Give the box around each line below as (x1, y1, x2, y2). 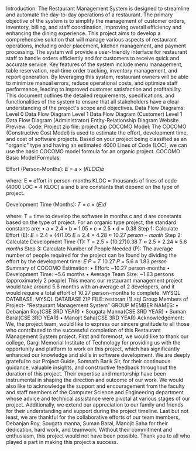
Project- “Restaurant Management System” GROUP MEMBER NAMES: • (6, 302, 179, 309)
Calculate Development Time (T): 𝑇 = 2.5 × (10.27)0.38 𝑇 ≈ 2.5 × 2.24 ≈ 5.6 (6, 238, 187, 245)
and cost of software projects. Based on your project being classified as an (6, 136, 187, 142)
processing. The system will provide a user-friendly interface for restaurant (6, 49, 187, 55)
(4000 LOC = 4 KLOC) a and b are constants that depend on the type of (6, 184, 180, 190)
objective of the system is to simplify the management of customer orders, (6, 18, 186, 24)
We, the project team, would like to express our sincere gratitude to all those (6, 321, 190, 327)
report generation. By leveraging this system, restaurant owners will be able (6, 73, 189, 80)
